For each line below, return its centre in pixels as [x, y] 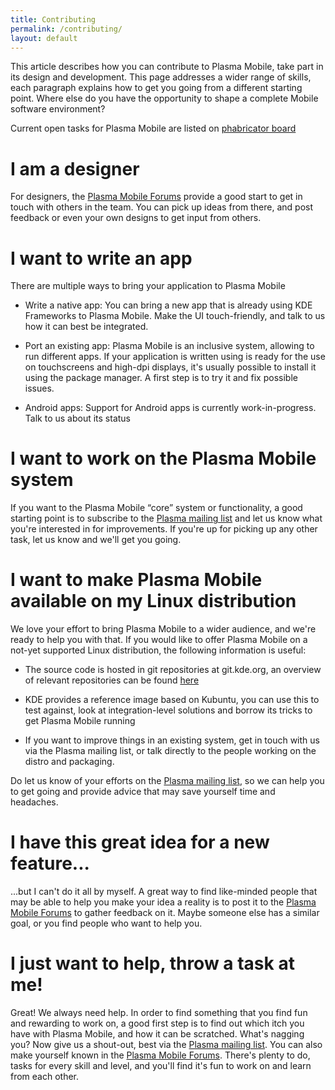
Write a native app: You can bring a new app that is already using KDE [168, 305]
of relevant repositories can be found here [112, 680]
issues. [39, 388]
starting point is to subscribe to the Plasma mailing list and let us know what [166, 518]
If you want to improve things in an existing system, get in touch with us [172, 740]
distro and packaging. [69, 762]
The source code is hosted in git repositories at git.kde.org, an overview [173, 670]
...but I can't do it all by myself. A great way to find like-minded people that [164, 892]
